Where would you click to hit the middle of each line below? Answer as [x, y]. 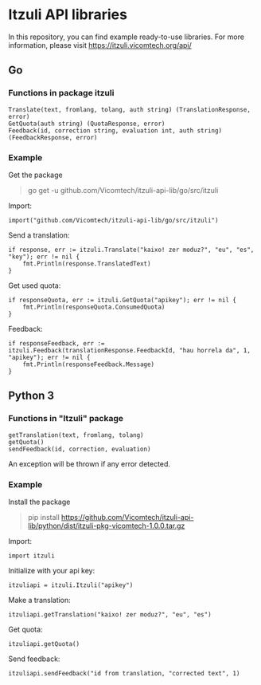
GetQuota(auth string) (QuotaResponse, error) [87, 124]
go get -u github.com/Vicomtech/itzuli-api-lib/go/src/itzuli [123, 190]
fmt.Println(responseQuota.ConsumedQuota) [94, 307]
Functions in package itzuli [61, 93]
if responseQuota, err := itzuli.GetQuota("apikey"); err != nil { [123, 300]
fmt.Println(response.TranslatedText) [87, 264]
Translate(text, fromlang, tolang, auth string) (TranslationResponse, [129, 109]
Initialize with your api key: [52, 570]
